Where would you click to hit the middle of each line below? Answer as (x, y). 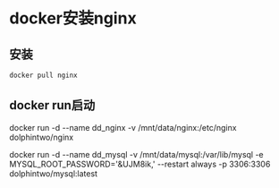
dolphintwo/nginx (42, 137)
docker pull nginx (43, 75)
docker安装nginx (73, 18)
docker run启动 (52, 105)
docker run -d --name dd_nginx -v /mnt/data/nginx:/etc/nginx (123, 127)
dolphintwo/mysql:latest (54, 173)
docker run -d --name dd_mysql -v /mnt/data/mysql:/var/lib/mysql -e (136, 154)
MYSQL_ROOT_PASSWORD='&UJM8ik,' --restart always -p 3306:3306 (140, 164)
